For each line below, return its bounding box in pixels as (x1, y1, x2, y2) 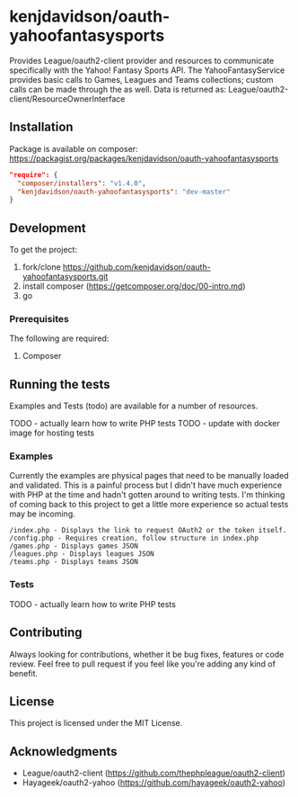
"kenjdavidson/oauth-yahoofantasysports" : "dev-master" (17, 187, 231, 196)
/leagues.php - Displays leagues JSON (9, 550, 154, 559)
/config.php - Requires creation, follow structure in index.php (9, 533, 259, 543)
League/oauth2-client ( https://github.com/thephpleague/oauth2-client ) (22, 767, 285, 779)
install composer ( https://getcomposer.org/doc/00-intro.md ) (22, 281, 246, 291)
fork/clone (22, 262, 61, 273)
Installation (9, 120, 74, 135)
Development (9, 220, 87, 236)
